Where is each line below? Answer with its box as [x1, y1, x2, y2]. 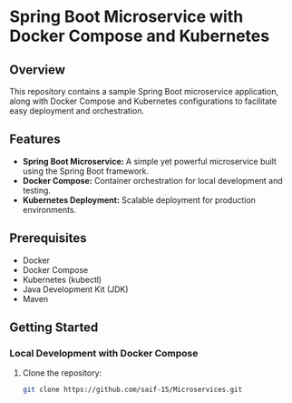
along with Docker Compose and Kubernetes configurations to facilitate [9, 96, 277, 106]
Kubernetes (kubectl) [22, 274, 102, 285]
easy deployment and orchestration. [9, 106, 145, 116]
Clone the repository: [22, 368, 102, 378]
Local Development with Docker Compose [9, 347, 199, 359]
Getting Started [9, 320, 99, 336]
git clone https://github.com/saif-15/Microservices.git [22, 385, 243, 395]
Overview [9, 62, 66, 77]
